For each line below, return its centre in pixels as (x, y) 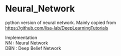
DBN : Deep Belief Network (33, 48)
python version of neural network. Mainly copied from (61, 22)
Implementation (21, 37)
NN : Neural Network (27, 42)
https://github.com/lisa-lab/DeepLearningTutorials (57, 27)
